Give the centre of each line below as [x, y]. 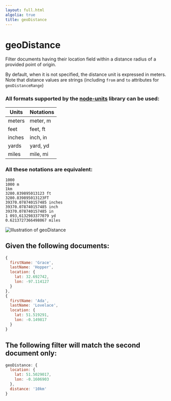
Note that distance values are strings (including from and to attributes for [82, 80]
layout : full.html [25, 10]
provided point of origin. [31, 65]
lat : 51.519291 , [32, 315]
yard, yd [40, 146]
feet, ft [38, 129]
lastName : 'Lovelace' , [34, 306]
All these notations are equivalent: [49, 169]
